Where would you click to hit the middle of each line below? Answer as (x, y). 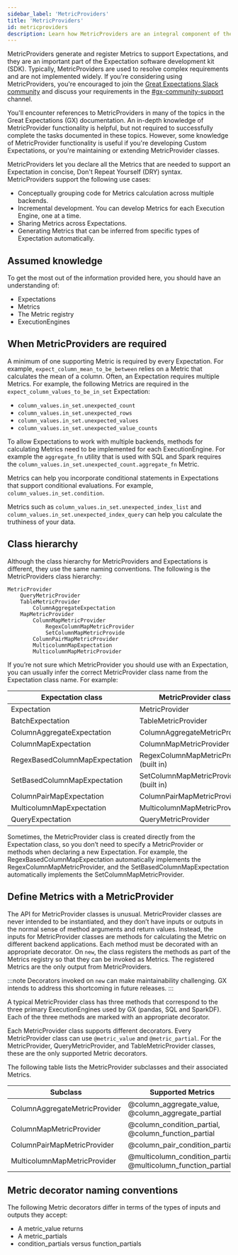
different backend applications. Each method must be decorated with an (113, 944)
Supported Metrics (182, 1092)
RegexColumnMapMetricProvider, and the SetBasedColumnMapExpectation (118, 867)
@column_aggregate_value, (174, 1104)
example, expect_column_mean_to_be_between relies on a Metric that (105, 368)
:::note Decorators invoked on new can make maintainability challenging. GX (117, 980)
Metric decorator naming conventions (93, 1190)
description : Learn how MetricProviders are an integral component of (114, 34)
